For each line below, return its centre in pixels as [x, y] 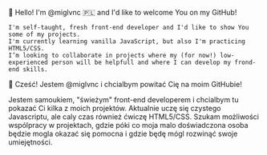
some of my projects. [44, 34]
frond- [245, 62]
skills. [35, 70]
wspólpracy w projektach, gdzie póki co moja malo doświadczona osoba [128, 125]
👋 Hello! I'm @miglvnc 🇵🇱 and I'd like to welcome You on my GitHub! [123, 12]
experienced [28, 62]
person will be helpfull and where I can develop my [141, 62]
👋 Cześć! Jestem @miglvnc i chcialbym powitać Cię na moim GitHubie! [125, 84]
